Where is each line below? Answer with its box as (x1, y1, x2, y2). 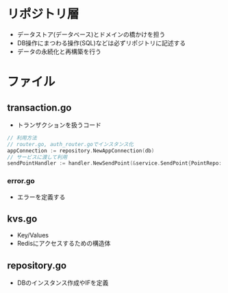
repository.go (7, 259, 67, 271)
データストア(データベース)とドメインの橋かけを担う (16, 30, 166, 38)
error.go (7, 176, 36, 186)
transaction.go (7, 102, 72, 113)
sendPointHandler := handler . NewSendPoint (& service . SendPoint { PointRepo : (7, 160, 223, 167)
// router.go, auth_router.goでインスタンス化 (7, 141, 134, 148)
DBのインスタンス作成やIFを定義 (16, 279, 109, 287)
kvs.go (7, 213, 38, 224)
